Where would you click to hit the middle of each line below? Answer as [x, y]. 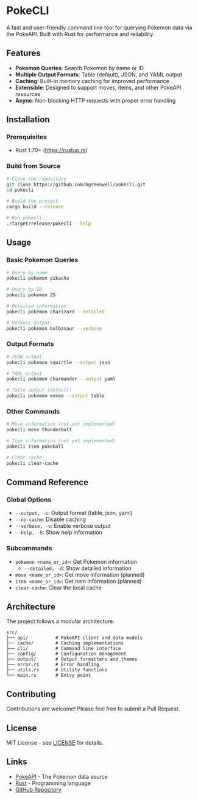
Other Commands [33, 412]
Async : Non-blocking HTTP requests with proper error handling [95, 100]
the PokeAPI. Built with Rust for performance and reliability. [80, 34]
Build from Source [34, 166]
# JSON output [24, 357]
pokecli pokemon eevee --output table [55, 396]
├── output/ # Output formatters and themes [72, 659]
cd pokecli [20, 190]
